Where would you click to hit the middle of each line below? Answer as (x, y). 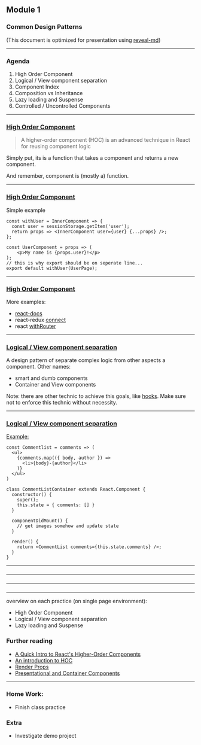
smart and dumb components (51, 378)
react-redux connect (40, 320)
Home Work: (25, 694)
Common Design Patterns (44, 27)
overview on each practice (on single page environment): (77, 601)
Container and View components (55, 385)
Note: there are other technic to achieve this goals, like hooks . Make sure (96, 396)
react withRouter (35, 326)
